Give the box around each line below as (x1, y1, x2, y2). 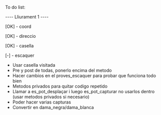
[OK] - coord (5, 23, 31, 29)
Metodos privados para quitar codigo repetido (12, 83, 107, 89)
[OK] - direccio (5, 33, 36, 39)
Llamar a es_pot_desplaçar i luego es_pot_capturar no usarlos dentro (12, 89, 155, 94)
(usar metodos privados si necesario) (12, 94, 90, 100)
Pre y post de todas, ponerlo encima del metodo (12, 67, 112, 73)
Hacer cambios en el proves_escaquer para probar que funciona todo (12, 73, 156, 79)
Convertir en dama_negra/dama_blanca (12, 105, 94, 110)
